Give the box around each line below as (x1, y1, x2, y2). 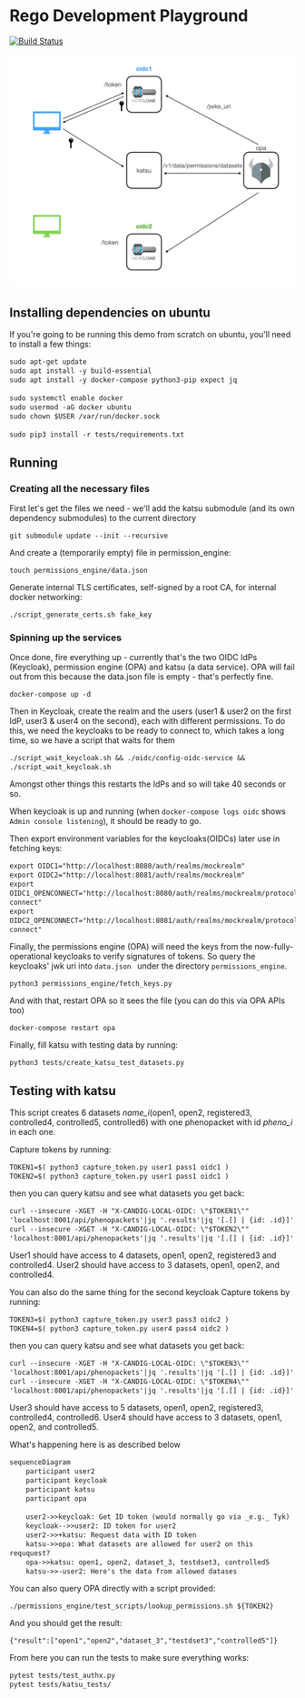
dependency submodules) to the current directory (9, 512, 197, 523)
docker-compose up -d (9, 690, 92, 699)
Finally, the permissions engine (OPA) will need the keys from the (9, 941, 252, 952)
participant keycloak (25, 1476, 107, 1485)
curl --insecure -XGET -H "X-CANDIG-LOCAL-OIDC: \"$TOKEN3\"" (9, 1359, 250, 1369)
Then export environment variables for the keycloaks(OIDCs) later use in (9, 833, 280, 844)
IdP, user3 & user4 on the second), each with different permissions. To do (9, 716, 286, 727)
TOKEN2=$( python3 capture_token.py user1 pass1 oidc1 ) (9, 1172, 230, 1181)
